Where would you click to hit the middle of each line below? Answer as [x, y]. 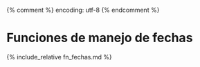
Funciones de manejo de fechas [100, 38]
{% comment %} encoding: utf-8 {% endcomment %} [83, 10]
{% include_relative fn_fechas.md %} [59, 57]
